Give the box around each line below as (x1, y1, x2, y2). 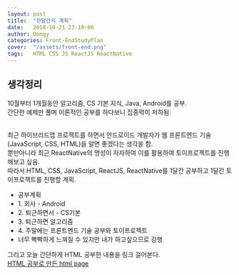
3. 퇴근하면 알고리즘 (17, 217, 73, 226)
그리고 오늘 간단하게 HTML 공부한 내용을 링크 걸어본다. (7, 250, 161, 259)
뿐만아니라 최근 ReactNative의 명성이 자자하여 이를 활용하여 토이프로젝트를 (7, 148, 216, 157)
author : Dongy (7, 30, 50, 38)
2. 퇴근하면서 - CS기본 (17, 208, 81, 216)
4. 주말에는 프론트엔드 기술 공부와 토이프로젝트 (17, 226, 148, 234)
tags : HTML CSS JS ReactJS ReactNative (7, 51, 133, 58)
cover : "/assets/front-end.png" (7, 44, 107, 51)
